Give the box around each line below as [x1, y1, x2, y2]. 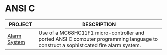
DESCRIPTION [82, 21, 116, 28]
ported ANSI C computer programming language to [38, 35, 158, 42]
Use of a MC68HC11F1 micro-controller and [38, 29, 145, 36]
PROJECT [9, 21, 33, 28]
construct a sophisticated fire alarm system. [38, 42, 141, 49]
